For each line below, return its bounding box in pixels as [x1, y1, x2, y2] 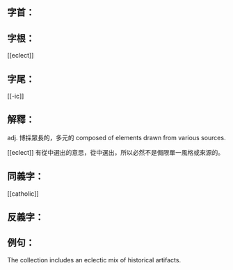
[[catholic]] [7, 189, 40, 198]
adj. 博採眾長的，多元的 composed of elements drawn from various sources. [7, 133, 226, 142]
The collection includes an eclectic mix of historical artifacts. [7, 255, 182, 264]
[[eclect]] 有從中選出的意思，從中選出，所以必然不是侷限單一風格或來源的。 [7, 148, 225, 156]
